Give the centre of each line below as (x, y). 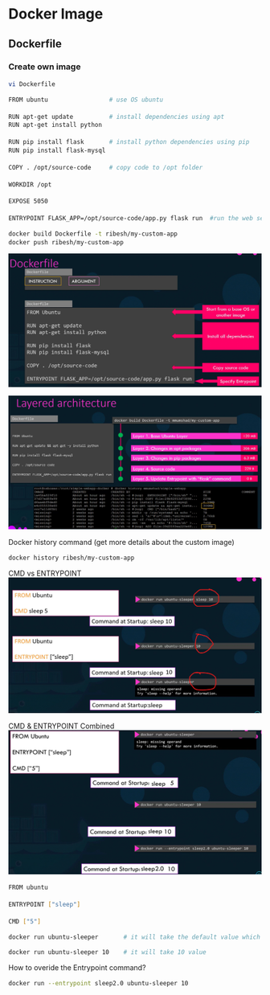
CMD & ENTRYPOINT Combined (61, 726)
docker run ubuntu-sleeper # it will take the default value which (135, 937)
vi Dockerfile (32, 84)
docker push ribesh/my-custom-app (66, 242)
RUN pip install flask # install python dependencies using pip (129, 142)
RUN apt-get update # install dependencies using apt (117, 117)
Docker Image (56, 14)
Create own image (45, 67)
